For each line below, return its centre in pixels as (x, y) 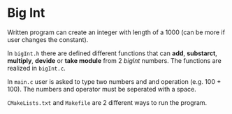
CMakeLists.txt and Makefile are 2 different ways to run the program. (107, 102)
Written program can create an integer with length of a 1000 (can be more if (116, 32)
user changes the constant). (48, 39)
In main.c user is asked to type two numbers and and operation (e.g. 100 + (114, 81)
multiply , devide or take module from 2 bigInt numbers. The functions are (114, 60)
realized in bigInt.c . (37, 68)
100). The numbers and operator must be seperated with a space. (102, 89)
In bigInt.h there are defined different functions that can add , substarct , (113, 53)
